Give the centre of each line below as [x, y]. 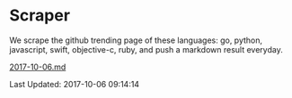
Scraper [40, 16]
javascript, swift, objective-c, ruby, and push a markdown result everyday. [146, 49]
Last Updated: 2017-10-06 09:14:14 [75, 84]
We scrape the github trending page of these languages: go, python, [136, 40]
